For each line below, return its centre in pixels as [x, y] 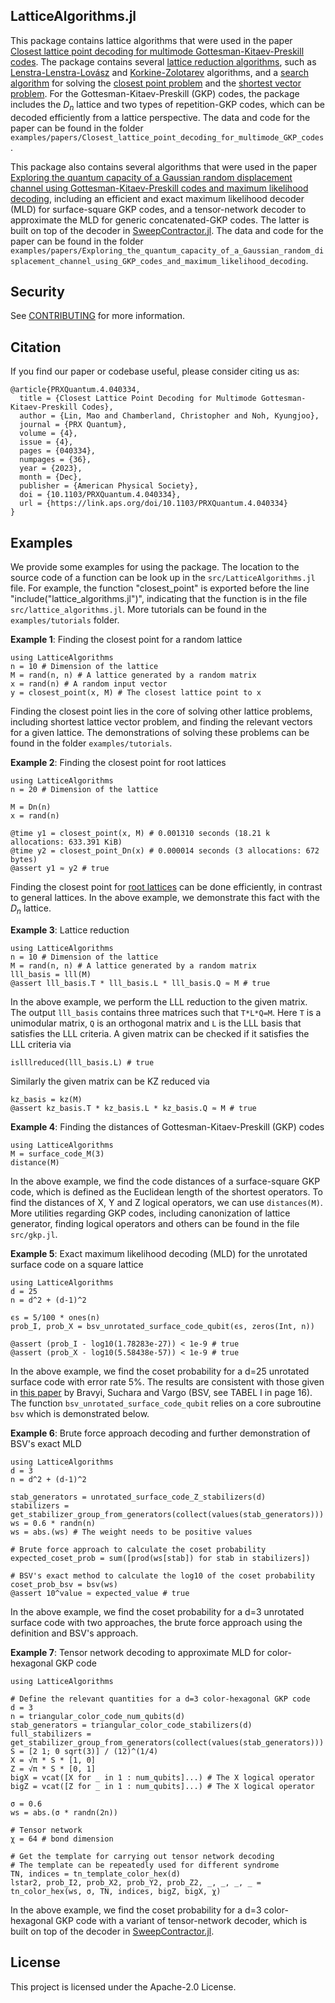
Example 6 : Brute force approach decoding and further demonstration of [160, 1433]
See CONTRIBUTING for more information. [98, 316]
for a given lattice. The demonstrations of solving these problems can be [160, 733]
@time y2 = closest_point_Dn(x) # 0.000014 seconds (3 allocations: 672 [165, 851]
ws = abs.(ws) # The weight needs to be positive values [131, 1532]
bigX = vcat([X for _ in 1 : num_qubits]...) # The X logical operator [162, 1777]
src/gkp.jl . [34, 1234]
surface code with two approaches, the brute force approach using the [156, 1622]
